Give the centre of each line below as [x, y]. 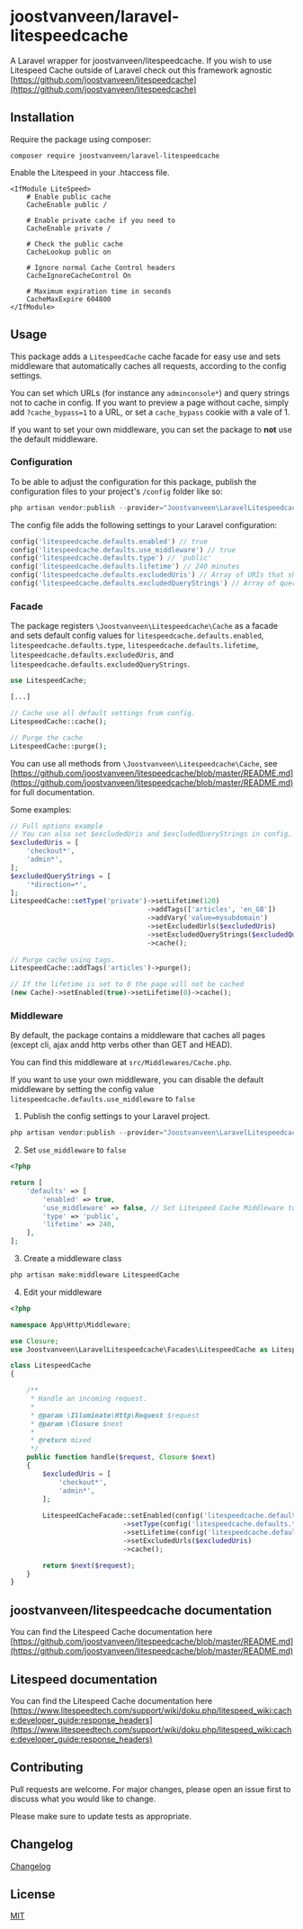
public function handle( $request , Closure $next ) [121, 1458]
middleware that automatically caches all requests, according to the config [148, 365]
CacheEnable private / [69, 228]
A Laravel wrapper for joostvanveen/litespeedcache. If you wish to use [141, 60]
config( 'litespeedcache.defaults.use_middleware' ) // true [123, 550]
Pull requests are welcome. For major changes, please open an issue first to [151, 1789]
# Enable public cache [69, 197]
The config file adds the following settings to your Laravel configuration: [144, 525]
